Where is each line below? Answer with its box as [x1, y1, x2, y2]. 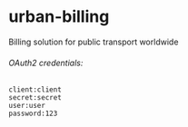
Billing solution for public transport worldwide [8, 36, 179, 47]
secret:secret [8, 93, 63, 103]
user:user [8, 102, 46, 111]
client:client [8, 85, 63, 94]
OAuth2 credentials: [8, 57, 84, 68]
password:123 [8, 109, 58, 119]
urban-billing [8, 6, 110, 27]
